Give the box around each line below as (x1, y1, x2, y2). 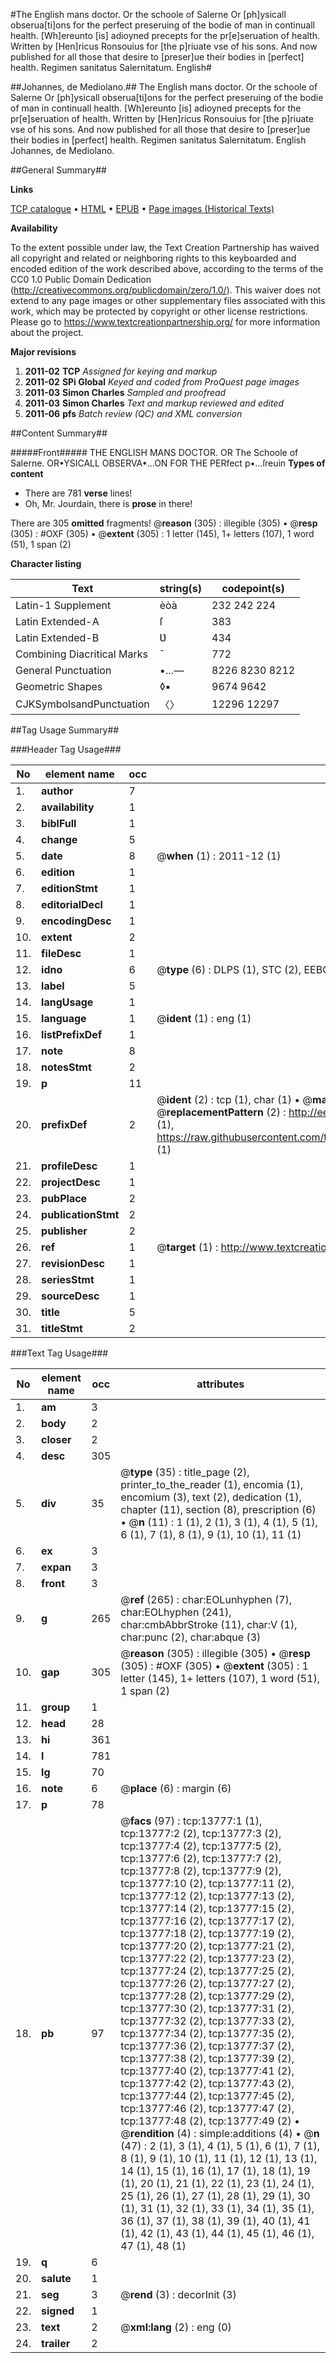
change (41, 833, 78, 846)
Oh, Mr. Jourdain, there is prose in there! (24, 498, 193, 509)
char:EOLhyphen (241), (120, 1605, 232, 1619)
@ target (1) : (156, 1240, 219, 1254)
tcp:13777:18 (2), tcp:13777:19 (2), (120, 1927, 295, 1940)
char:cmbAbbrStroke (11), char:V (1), (120, 1618, 298, 1631)
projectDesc (41, 1175, 101, 1189)
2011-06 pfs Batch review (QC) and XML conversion (24, 408, 243, 419)
